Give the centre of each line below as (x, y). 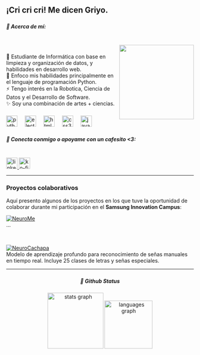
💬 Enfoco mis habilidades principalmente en (60, 75)
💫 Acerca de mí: (26, 27)
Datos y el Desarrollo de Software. (48, 97)
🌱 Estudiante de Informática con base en (56, 57)
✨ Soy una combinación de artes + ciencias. (60, 103)
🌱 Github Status (100, 281)
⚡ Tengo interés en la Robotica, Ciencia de (58, 88)
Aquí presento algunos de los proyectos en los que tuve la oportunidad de (97, 201)
